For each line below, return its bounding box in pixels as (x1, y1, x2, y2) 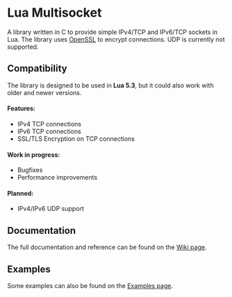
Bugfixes (17, 166, 43, 174)
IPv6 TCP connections (17, 127, 81, 135)
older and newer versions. (7, 88, 82, 96)
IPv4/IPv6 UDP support (17, 205, 85, 213)
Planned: (7, 189, 34, 197)
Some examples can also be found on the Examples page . (7, 281, 174, 289)
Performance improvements (17, 173, 98, 182)
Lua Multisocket (7, 5, 102, 21)
